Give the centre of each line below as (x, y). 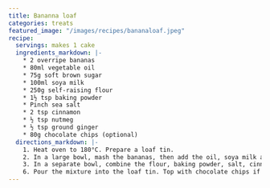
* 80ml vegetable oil (59, 68)
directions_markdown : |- (57, 142)
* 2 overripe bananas (59, 61)
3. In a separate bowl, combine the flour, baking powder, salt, (135, 165)
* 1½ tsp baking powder (63, 98)
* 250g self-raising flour (68, 90)
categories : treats (41, 23)
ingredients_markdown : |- (59, 53)
